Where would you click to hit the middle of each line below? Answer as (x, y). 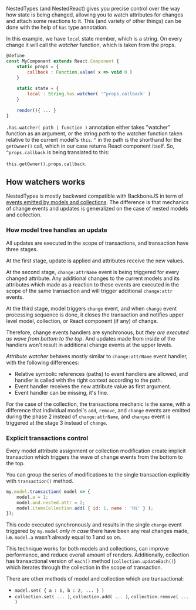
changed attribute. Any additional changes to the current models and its (93, 278)
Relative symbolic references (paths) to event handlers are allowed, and (101, 374)
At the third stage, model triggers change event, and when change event (92, 308)
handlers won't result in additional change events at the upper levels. (89, 345)
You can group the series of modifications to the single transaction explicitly (98, 474)
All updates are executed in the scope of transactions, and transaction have (97, 243)
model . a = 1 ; (33, 497)
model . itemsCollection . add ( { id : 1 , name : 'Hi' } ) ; (85, 508)
